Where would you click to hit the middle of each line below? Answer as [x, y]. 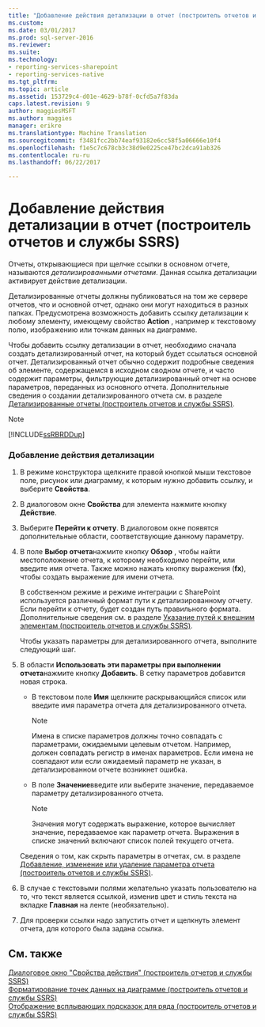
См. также [36, 953]
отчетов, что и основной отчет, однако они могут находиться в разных [129, 304]
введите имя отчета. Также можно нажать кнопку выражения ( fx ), [133, 568]
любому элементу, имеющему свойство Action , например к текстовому [132, 322]
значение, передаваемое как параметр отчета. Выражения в [135, 833]
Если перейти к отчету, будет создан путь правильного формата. [130, 609]
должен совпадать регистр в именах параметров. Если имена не [142, 753]
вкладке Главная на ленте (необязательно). [94, 905]
